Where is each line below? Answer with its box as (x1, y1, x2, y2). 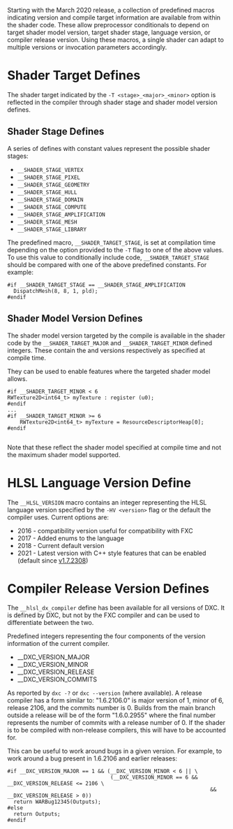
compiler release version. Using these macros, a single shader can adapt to (7, 36, 225, 44)
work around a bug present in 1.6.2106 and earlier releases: (7, 754, 178, 763)
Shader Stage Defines (7, 126, 105, 138)
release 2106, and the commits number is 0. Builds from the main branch (7, 704, 216, 712)
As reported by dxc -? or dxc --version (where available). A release (7, 689, 202, 698)
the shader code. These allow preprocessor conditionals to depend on (7, 21, 209, 29)
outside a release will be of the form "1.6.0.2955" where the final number (7, 711, 216, 719)
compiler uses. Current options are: (7, 513, 110, 521)
